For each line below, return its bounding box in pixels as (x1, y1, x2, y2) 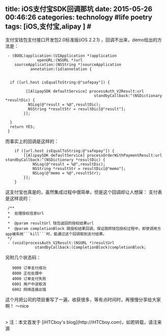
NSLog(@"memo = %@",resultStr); (32, 171, 101, 176)
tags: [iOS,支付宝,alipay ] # (5, 22, 91, 31)
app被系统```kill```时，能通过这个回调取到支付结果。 (5, 231, 107, 237)
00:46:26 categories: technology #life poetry (5, 13, 152, 22)
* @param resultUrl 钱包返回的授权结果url (7, 220, 94, 226)
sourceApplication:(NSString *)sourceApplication (14, 62, 122, 67)
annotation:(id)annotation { (30, 66, 92, 72)
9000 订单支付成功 (12, 265, 47, 271)
